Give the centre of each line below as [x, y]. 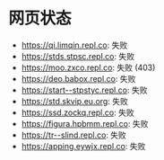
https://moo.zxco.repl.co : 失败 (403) [88, 67]
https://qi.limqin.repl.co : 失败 [74, 45]
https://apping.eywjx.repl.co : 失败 [83, 146]
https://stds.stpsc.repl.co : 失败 [78, 56]
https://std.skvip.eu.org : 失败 [75, 101]
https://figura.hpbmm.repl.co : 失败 [85, 123]
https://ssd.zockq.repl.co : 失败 [78, 112]
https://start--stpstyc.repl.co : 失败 [84, 90]
